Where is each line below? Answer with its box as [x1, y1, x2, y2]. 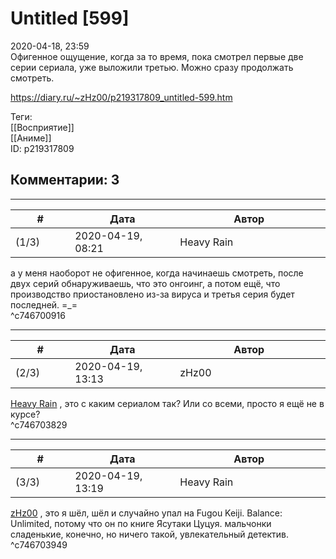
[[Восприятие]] [10, 121, 75, 133]
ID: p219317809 [10, 142, 75, 154]
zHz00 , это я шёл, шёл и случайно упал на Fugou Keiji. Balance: [10, 507, 283, 519]
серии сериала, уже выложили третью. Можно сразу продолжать [10, 61, 294, 73]
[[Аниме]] [10, 132, 52, 144]
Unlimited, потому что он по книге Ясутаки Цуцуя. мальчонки [10, 517, 272, 529]
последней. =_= [10, 298, 78, 311]
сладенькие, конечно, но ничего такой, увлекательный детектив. [10, 528, 290, 540]
